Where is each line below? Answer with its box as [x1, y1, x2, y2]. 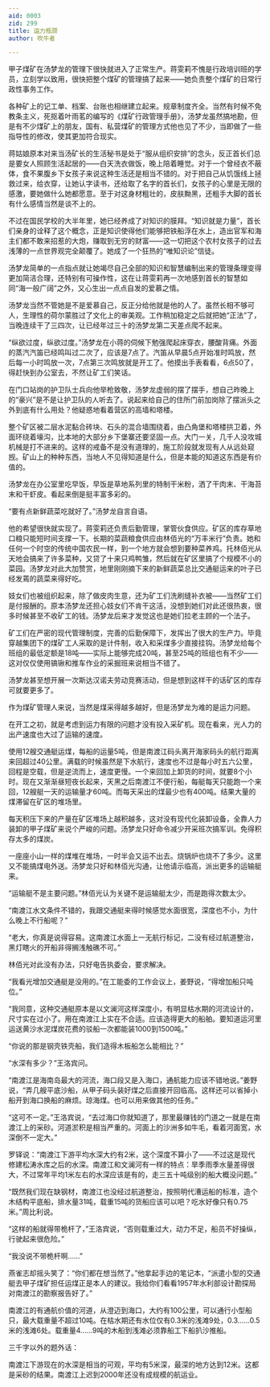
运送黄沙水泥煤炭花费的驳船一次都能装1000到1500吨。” [8, 1024, 189, 1034]
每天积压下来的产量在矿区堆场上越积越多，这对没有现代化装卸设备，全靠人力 [8, 814, 262, 824]
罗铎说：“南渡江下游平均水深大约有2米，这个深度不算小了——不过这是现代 [8, 1150, 256, 1159]
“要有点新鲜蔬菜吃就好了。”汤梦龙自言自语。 [8, 507, 153, 516]
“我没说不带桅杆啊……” [8, 1251, 83, 1261]
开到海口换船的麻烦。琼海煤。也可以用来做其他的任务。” [14, 1095, 198, 1106]
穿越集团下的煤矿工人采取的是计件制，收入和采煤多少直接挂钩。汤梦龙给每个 [8, 638, 262, 648]
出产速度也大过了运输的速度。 [8, 729, 107, 740]
